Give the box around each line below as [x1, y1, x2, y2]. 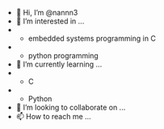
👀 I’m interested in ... [15, 16, 85, 26]
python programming [27, 51, 99, 60]
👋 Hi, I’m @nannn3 [15, 8, 78, 17]
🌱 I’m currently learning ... [15, 59, 103, 69]
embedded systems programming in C [27, 33, 156, 43]
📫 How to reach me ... [15, 112, 91, 121]
